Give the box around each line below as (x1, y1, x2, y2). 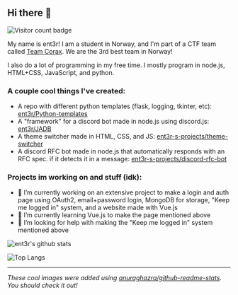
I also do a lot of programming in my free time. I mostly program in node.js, (7, 61, 225, 69)
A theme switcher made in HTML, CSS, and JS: (17, 132, 156, 141)
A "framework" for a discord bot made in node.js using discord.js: (17, 117, 210, 126)
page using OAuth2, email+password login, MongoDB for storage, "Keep (17, 196, 230, 204)
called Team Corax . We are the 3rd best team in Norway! (7, 47, 173, 55)
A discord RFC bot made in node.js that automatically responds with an (17, 147, 225, 156)
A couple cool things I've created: (7, 86, 126, 96)
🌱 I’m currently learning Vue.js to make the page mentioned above (17, 211, 211, 219)
